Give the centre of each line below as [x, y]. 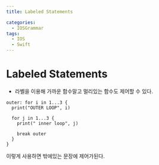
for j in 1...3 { [33, 118]
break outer [32, 134]
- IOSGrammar [28, 28]
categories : [21, 22]
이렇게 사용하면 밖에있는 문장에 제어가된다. [56, 156]
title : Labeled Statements [40, 12]
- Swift [21, 45]
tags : [13, 33]
